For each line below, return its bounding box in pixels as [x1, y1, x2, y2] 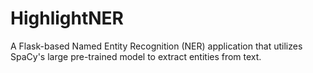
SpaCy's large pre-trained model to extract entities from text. [10, 50, 262, 62]
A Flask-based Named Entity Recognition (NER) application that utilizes [10, 40, 303, 52]
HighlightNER [10, 7, 124, 30]
